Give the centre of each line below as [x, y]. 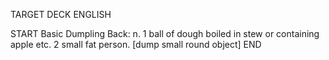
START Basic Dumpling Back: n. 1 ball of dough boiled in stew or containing [165, 33]
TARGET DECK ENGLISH [61, 14]
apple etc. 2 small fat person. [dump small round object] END [136, 44]
